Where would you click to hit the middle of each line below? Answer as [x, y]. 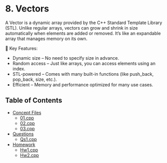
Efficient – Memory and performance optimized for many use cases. [83, 85]
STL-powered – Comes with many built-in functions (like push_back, [83, 74]
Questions [23, 134]
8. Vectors [27, 9]
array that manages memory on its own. [46, 39]
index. [19, 69]
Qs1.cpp [28, 139]
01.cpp [27, 118]
